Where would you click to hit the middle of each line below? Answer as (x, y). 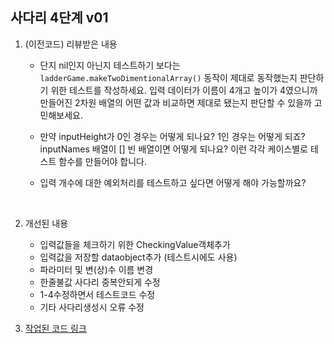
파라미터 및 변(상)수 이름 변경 (96, 269)
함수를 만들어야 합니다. (102, 161)
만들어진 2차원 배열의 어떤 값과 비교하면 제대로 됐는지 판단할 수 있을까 (175, 102)
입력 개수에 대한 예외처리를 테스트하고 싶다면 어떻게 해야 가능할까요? (173, 182)
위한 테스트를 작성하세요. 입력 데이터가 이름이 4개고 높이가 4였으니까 (184, 90)
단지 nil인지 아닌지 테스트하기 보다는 (110, 65)
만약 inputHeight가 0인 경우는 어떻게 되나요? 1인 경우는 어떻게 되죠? (172, 136)
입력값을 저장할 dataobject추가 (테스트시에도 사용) (138, 257)
